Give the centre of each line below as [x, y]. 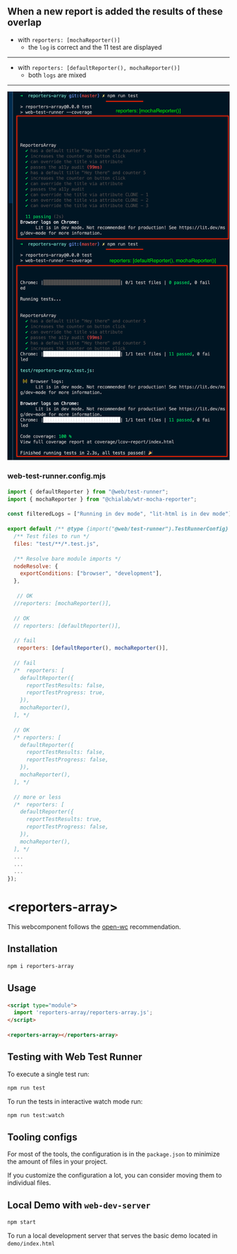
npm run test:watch [36, 1115]
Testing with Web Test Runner [75, 1057]
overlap [25, 23]
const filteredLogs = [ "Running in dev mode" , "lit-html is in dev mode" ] [120, 514]
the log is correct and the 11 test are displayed [95, 47]
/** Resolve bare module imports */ [67, 559]
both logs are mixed [57, 75]
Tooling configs [42, 1137]
